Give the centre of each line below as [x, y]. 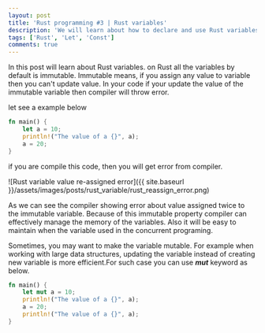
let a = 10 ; [42, 129]
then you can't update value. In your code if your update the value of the [126, 84]
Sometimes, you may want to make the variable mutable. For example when [131, 246]
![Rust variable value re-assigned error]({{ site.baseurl [96, 181]
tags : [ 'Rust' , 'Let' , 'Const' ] [61, 37]
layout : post [30, 15]
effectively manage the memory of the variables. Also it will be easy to [122, 222]
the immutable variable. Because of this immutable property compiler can [127, 213]
